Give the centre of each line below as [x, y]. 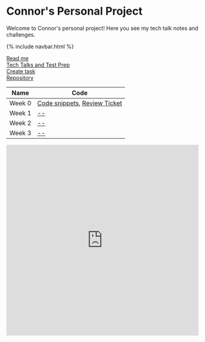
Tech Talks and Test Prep [38, 65]
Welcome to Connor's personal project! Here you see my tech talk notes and [102, 28]
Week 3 [20, 133]
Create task [21, 71]
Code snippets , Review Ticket [80, 103]
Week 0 [20, 103]
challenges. [21, 34]
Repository [20, 78]
